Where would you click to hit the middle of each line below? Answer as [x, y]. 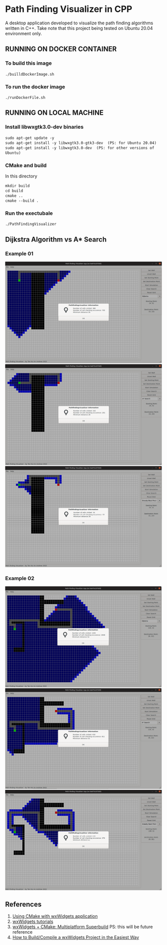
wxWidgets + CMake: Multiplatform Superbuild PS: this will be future [83, 927]
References [23, 904]
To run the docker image [35, 86]
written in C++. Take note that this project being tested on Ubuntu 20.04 [79, 28]
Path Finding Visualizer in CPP [69, 9]
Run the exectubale [29, 213]
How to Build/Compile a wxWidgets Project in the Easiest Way [76, 938]
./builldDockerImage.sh [30, 74]
